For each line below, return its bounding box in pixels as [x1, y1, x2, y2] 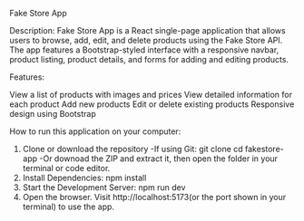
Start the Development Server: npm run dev [22, 182, 186, 193]
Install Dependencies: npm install [22, 172, 147, 183]
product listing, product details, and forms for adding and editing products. [9, 54, 289, 64]
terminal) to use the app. [22, 201, 115, 212]
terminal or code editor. [22, 163, 111, 173]
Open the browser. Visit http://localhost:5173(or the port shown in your [22, 192, 287, 202]
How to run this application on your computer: [9, 126, 181, 137]
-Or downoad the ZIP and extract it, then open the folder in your [39, 153, 279, 164]
